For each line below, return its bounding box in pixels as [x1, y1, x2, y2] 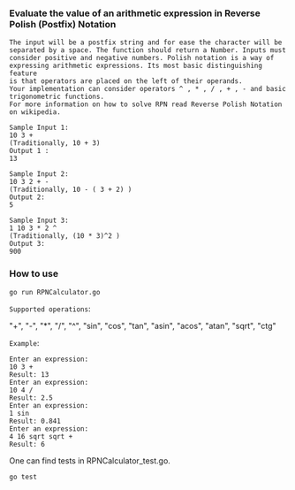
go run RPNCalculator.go [9, 287, 101, 296]
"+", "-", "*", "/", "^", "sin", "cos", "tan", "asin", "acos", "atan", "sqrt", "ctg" [9, 320, 276, 331]
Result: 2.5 [9, 393, 53, 402]
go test [9, 472, 38, 481]
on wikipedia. [9, 108, 62, 117]
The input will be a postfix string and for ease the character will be [9, 38, 283, 47]
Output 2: [9, 193, 46, 202]
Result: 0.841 [9, 417, 62, 425]
